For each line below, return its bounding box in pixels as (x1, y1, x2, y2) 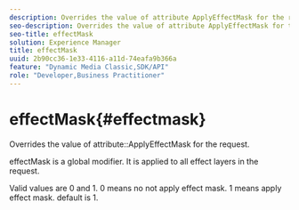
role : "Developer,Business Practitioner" (9, 71, 166, 80)
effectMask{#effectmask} (9, 109, 206, 129)
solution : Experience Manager (9, 37, 122, 47)
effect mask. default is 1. (9, 192, 99, 203)
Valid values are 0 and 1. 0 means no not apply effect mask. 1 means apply (9, 182, 282, 193)
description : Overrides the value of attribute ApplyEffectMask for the (9, 12, 285, 22)
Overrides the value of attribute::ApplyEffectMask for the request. (9, 139, 250, 149)
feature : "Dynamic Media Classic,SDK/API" (9, 63, 169, 72)
